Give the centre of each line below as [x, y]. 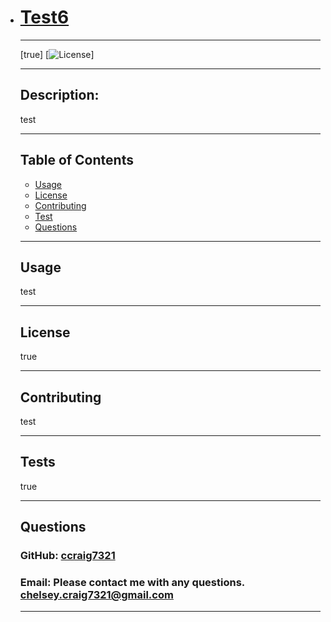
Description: [59, 95]
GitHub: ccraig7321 [67, 556]
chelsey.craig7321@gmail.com [96, 595]
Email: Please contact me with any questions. [132, 583]
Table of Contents [76, 160]
